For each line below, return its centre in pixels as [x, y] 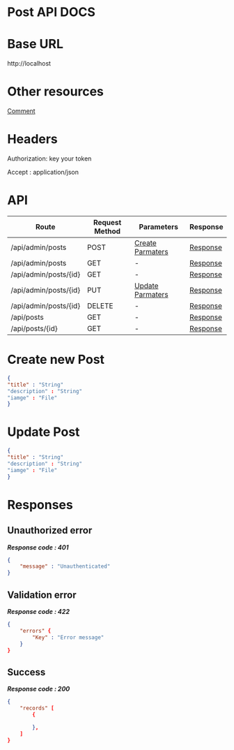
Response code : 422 [38, 611]
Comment [22, 111]
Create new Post [56, 360]
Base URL [36, 44]
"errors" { [36, 631]
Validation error [42, 595]
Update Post [44, 432]
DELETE [100, 306]
